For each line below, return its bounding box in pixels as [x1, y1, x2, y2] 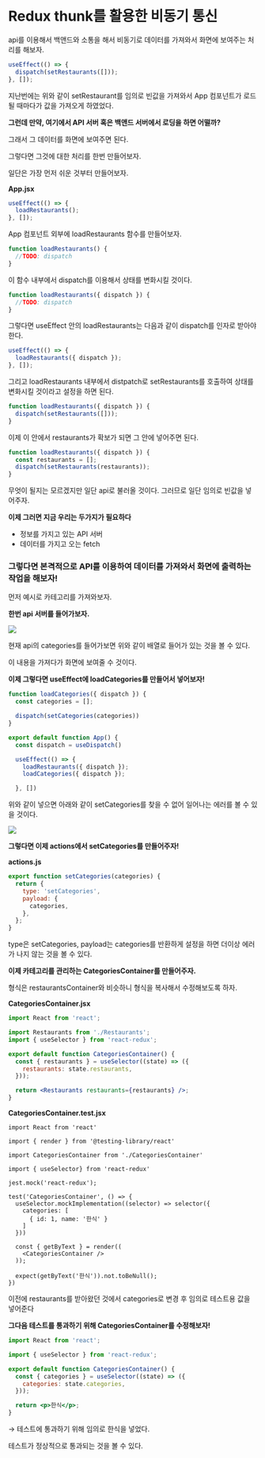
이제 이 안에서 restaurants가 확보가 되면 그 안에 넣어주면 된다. [8, 433, 199, 442]
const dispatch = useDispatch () [15, 741, 123, 749]
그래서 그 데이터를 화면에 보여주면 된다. [8, 134, 129, 143]
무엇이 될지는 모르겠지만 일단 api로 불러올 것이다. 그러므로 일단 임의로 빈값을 [8, 486, 244, 495]
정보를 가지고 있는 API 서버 [19, 529, 103, 539]
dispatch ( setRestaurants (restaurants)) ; [15, 463, 150, 471]
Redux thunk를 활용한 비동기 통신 [8, 7, 218, 25]
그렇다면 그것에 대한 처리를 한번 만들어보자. [8, 151, 142, 161]
